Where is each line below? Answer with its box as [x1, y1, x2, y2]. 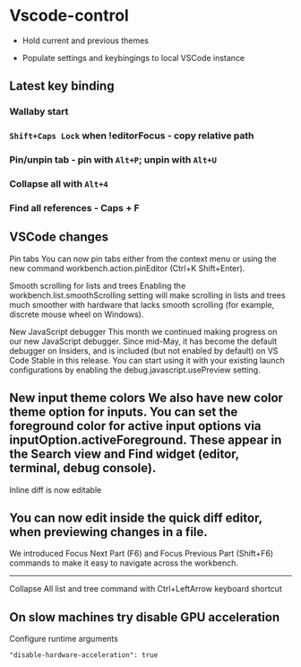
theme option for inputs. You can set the [9, 405, 238, 420]
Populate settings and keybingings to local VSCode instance [21, 52, 245, 63]
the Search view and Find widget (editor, [9, 446, 239, 462]
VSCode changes [9, 230, 109, 245]
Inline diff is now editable [9, 484, 102, 495]
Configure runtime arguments [9, 634, 118, 645]
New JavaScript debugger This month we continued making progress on [9, 326, 278, 337]
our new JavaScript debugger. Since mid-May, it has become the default [9, 336, 278, 347]
